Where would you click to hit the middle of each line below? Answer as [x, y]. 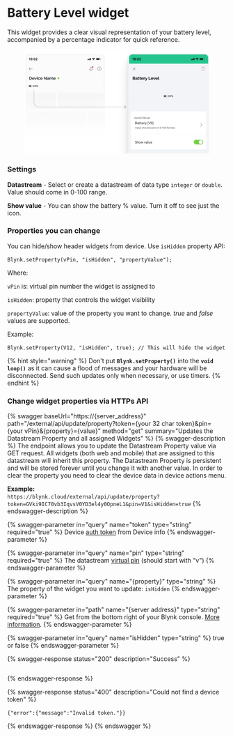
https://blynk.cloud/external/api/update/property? [83, 497]
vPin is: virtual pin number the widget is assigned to [81, 286]
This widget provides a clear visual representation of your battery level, [109, 32]
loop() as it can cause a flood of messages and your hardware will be [107, 368]
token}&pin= [194, 424]
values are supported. [39, 320]
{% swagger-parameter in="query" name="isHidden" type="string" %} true [116, 638]
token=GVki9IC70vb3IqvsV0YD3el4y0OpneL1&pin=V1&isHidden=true [99, 504]
